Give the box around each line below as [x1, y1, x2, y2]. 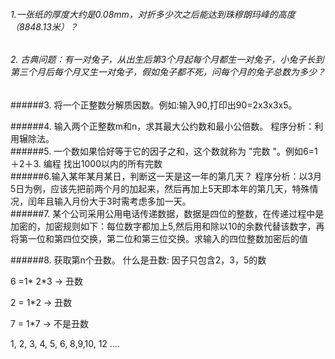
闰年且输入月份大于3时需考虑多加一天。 [27, 195, 192, 207]
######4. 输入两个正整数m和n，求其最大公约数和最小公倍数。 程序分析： [10, 120, 315, 132]
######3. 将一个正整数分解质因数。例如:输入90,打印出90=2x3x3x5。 [10, 99, 298, 111]
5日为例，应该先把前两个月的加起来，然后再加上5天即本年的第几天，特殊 [10, 182, 310, 194]
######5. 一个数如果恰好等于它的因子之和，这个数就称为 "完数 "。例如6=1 [10, 145, 318, 157]
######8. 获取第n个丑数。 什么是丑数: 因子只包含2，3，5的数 [10, 254, 267, 266]
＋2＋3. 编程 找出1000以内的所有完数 [10, 157, 163, 169]
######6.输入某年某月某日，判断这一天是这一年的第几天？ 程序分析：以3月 [10, 170, 323, 182]
